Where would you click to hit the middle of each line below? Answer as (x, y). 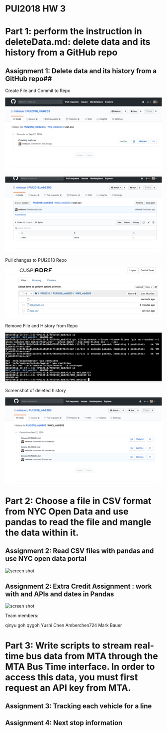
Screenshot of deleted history (36, 391)
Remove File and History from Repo (42, 325)
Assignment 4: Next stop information (64, 723)
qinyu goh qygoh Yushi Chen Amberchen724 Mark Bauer (64, 626)
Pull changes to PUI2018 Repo (36, 260)
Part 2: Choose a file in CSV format (78, 501)
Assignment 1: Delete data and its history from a (81, 71)
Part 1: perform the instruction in (74, 32)
